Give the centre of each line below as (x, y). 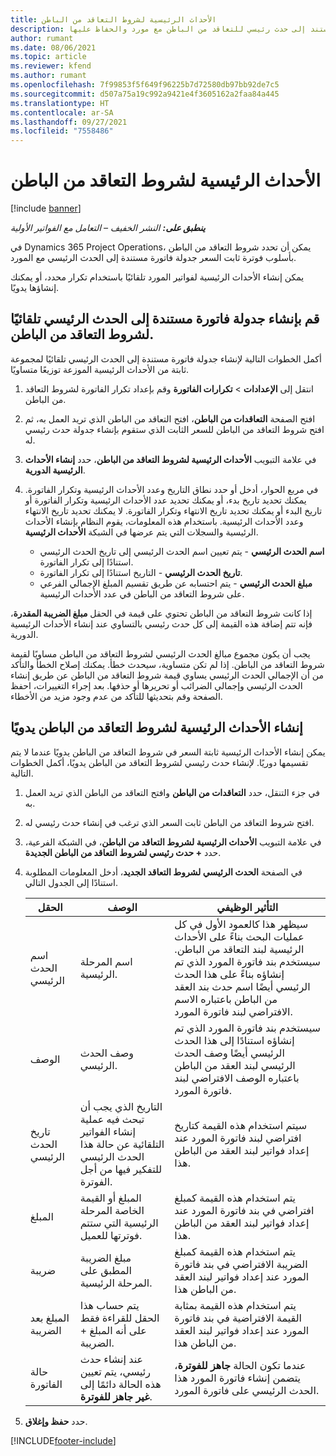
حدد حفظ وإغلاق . (56, 1421)
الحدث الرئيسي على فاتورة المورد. (247, 1390)
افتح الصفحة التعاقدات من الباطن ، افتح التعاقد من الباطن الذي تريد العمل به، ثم (170, 418)
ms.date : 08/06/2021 (53, 47)
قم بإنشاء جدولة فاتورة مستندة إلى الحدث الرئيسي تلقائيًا (165, 319)
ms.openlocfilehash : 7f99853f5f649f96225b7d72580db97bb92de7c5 (145, 85)
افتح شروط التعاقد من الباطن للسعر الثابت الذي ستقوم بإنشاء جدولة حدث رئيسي (174, 429)
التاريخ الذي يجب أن (121, 1106)
